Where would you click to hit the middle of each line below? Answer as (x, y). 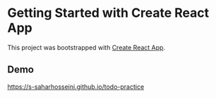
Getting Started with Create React (108, 13)
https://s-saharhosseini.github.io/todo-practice (76, 87)
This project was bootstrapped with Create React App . (86, 47)
